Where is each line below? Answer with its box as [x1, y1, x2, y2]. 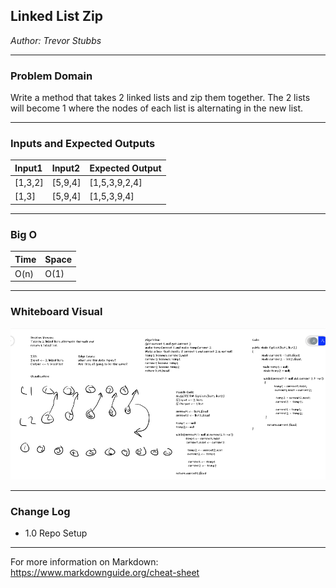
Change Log [10, 504, 71, 518]
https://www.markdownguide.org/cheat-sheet [10, 566, 200, 578]
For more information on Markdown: [10, 555, 159, 568]
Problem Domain [10, 69, 93, 83]
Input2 [51, 162, 81, 174]
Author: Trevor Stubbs [10, 34, 102, 46]
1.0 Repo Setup [24, 527, 88, 539]
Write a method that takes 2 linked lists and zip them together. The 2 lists [10, 92, 311, 104]
